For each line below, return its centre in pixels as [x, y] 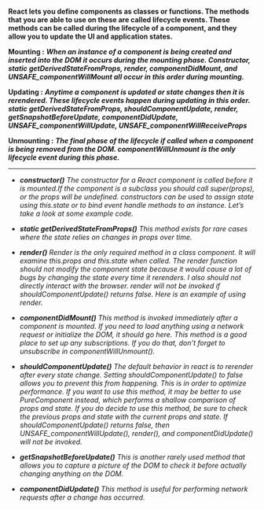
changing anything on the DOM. [71, 474]
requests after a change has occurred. [82, 497]
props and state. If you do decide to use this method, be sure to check [134, 408]
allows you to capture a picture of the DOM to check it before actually [133, 465]
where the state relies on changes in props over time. [106, 237]
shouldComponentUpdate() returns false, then [95, 425]
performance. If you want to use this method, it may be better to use [130, 392]
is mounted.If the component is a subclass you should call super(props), [137, 188]
